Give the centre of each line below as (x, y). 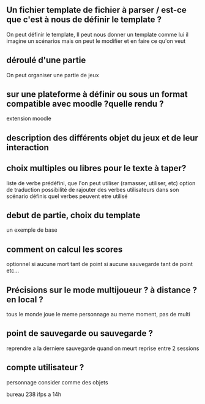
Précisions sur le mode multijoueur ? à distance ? (102, 290)
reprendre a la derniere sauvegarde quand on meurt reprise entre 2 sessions (103, 348)
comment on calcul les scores (65, 249)
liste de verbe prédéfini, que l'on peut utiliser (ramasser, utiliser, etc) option (101, 183)
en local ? (25, 299)
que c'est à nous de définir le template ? (84, 20)
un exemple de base (32, 230)
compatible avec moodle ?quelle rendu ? (85, 104)
